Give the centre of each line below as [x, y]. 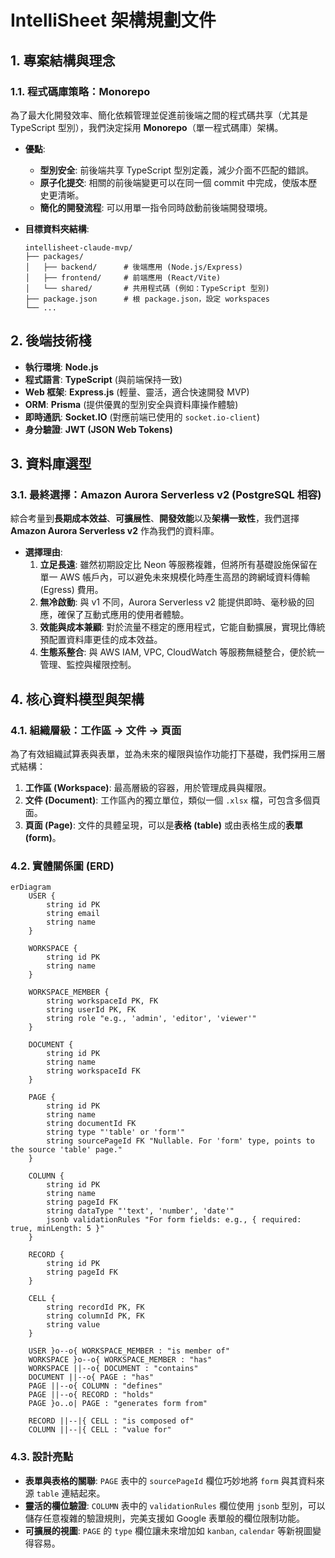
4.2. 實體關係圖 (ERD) [62, 866]
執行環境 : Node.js [61, 367]
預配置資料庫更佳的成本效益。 [101, 640]
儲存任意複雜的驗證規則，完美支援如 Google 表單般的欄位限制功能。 [165, 1518]
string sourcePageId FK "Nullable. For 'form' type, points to [180, 1141]
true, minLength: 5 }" [57, 1229]
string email [73, 914]
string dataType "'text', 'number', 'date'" [140, 1211]
